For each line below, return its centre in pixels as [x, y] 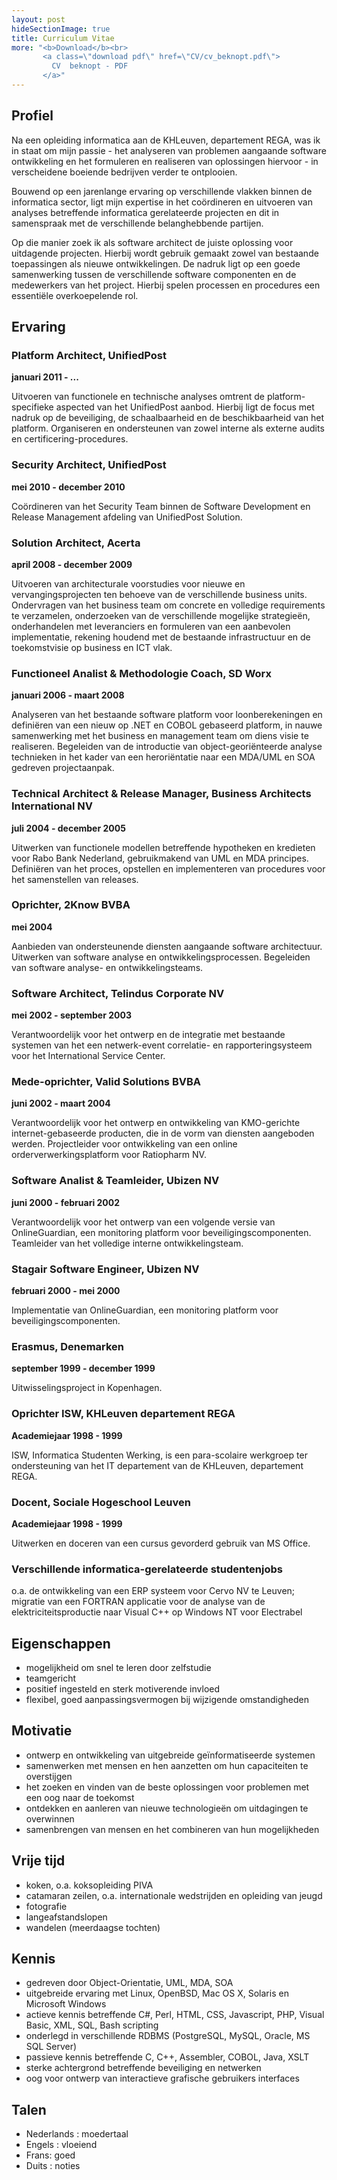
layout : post [38, 19]
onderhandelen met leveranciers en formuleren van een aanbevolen [151, 626]
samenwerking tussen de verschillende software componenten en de [154, 274]
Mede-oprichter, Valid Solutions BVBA [106, 1082]
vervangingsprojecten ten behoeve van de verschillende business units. [159, 594]
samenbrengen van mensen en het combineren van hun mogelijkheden [172, 1829]
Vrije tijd [38, 1861]
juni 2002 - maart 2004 [61, 1103]
